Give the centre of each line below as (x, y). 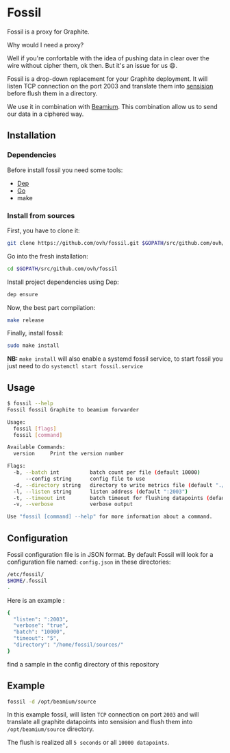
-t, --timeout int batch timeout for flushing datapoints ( (112, 498)
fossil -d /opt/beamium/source (52, 702)
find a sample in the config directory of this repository (83, 664)
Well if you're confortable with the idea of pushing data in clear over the (108, 58)
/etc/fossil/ (26, 575)
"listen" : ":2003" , (41, 619)
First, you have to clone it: (43, 230)
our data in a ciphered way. (46, 114)
